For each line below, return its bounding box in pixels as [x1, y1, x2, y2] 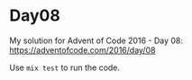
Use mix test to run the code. [9, 62, 120, 73]
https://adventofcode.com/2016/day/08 [9, 44, 156, 55]
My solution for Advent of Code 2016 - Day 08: [9, 35, 183, 46]
